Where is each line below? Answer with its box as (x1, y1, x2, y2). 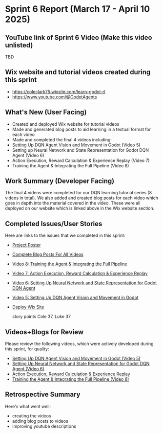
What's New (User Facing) (5, 108, 87, 116)
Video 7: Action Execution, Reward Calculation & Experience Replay (12, 271, 148, 276)
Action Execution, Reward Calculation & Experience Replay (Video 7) (12, 158, 150, 163)
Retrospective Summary (5, 390, 81, 399)
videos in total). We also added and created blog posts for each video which (5, 195, 159, 201)
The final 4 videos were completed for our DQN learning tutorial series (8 (5, 190, 152, 196)
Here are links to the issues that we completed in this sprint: (5, 232, 125, 238)
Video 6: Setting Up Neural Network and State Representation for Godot (12, 280, 157, 286)
